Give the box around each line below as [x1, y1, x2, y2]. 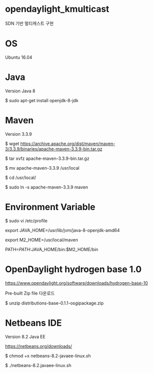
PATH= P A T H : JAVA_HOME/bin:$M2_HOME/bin [5, 246, 98, 252]
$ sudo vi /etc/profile [5, 218, 48, 224]
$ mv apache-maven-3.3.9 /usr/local [5, 165, 80, 171]
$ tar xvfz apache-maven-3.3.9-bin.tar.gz [5, 155, 90, 161]
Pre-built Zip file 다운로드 [5, 290, 55, 296]
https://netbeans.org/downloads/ [5, 343, 72, 349]
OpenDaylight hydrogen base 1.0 [5, 263, 142, 275]
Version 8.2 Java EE [5, 334, 46, 339]
